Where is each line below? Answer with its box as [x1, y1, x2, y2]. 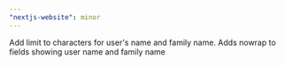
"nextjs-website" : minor [9, 12, 101, 22]
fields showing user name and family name [9, 46, 166, 57]
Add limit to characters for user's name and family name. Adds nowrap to [9, 37, 276, 48]
